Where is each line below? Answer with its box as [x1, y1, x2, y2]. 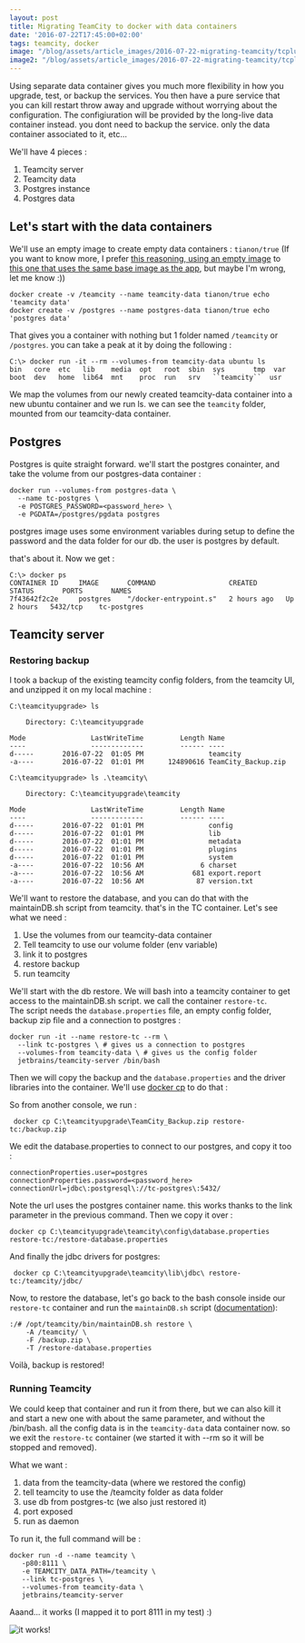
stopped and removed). [9, 1441, 97, 1452]
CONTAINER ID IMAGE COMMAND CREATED [9, 578, 258, 587]
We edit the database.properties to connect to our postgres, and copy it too [9, 1141, 292, 1152]
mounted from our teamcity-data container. [9, 408, 172, 419]
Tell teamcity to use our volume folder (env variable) [22, 940, 218, 951]
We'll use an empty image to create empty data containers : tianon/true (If [9, 243, 290, 254]
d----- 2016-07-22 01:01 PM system [9, 853, 233, 862]
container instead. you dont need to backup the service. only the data [9, 119, 271, 130]
